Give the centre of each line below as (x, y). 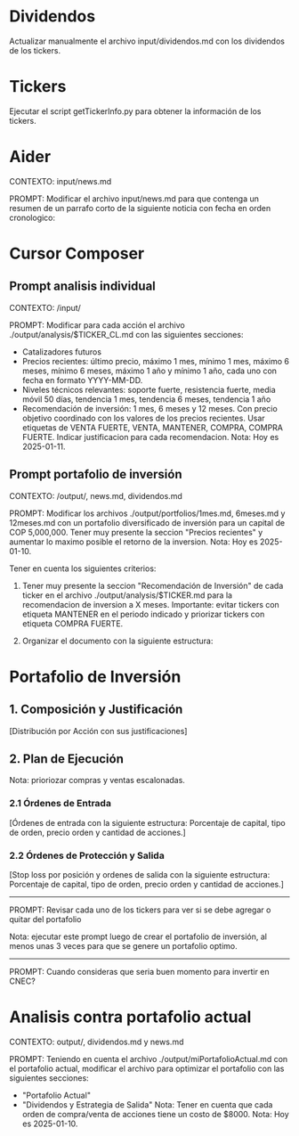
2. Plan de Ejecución (67, 759)
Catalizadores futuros (62, 351)
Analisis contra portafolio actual (130, 1017)
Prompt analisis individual (82, 286)
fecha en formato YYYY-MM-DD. (82, 380)
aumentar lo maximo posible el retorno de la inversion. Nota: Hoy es (133, 542)
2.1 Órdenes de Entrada (60, 804)
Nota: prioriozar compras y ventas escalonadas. (97, 780)
